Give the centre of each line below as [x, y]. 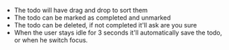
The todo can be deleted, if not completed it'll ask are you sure [105, 25]
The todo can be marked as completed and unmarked [92, 18]
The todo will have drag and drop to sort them [81, 10]
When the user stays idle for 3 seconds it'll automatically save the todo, [118, 32]
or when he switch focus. [51, 40]
